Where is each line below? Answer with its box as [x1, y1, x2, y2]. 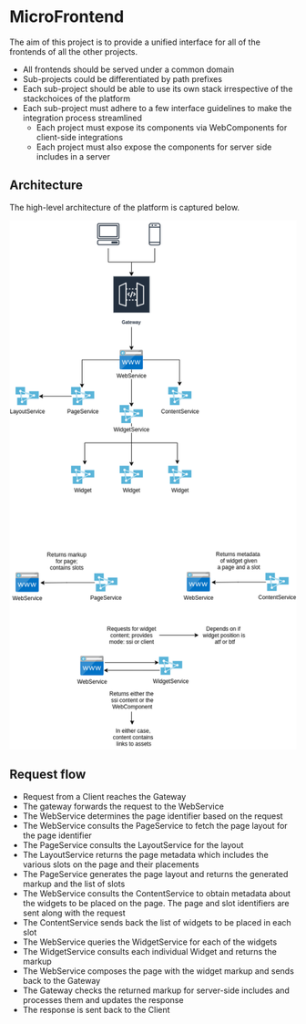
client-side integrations [36, 131, 124, 142]
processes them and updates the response [22, 994, 184, 1005]
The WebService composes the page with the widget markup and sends [22, 965, 294, 977]
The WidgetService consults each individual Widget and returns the [22, 946, 278, 957]
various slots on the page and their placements [22, 859, 199, 870]
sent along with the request [22, 907, 126, 918]
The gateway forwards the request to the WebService [22, 801, 225, 812]
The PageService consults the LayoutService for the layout [22, 839, 244, 850]
